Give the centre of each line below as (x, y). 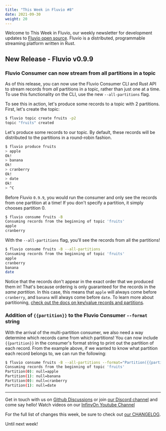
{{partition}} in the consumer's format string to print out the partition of (80, 343)
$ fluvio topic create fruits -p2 (41, 118)
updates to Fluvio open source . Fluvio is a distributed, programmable (75, 38)
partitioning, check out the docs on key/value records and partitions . (75, 302)
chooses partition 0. (25, 208)
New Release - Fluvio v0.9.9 (49, 59)
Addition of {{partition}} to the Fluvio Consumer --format (76, 315)
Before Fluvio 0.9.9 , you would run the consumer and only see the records (81, 197)
